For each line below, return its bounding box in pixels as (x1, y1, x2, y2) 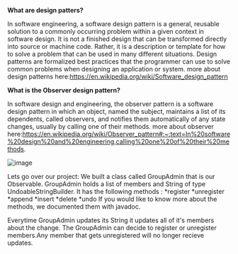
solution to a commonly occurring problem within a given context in (7, 28, 204, 35)
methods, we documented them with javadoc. (7, 202, 141, 211)
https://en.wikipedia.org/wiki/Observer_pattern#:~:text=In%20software (22, 130, 231, 138)
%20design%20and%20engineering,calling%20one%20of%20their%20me (7, 137, 230, 146)
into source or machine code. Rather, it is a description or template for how (7, 42, 226, 50)
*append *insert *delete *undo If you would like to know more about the (7, 195, 217, 203)
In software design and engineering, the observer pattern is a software (7, 100, 214, 108)
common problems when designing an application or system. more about (7, 65, 221, 73)
